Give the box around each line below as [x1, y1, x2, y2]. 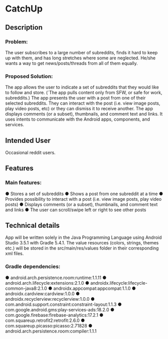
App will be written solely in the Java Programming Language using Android [5, 234, 162, 240]
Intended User [5, 136, 51, 145]
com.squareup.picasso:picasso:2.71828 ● [5, 322, 93, 328]
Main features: [5, 179, 42, 186]
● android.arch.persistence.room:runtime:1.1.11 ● [5, 275, 107, 281]
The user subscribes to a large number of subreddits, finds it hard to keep [5, 49, 158, 55]
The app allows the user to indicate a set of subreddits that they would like [5, 84, 159, 91]
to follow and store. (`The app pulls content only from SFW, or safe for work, [5, 90, 162, 96]
